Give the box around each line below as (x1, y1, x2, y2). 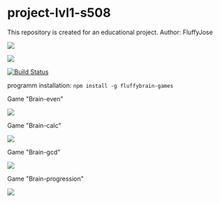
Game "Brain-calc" (7, 121, 61, 130)
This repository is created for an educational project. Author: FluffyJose (7, 28, 213, 36)
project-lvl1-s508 (7, 5, 111, 21)
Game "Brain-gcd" (7, 148, 61, 156)
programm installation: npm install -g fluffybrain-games (7, 81, 174, 89)
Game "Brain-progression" (7, 174, 84, 183)
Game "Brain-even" (7, 94, 64, 103)
